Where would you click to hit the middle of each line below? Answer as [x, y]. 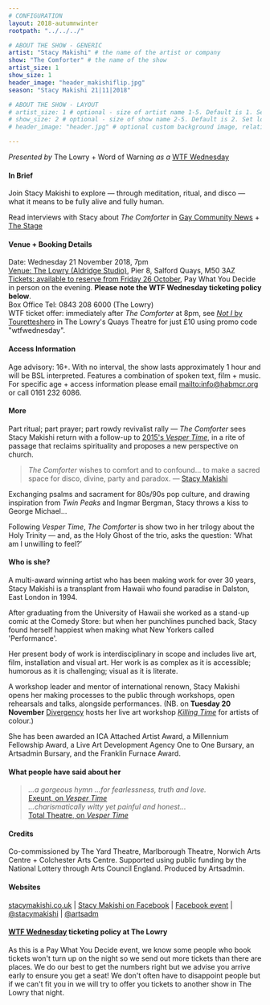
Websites [25, 887]
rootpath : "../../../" [46, 31]
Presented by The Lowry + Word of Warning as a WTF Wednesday [119, 157]
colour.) [21, 721]
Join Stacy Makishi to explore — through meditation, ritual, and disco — [127, 193]
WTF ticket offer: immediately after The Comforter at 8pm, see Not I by [125, 314]
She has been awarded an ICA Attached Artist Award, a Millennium [119, 736]
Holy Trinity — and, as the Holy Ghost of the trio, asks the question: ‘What [131, 535]
